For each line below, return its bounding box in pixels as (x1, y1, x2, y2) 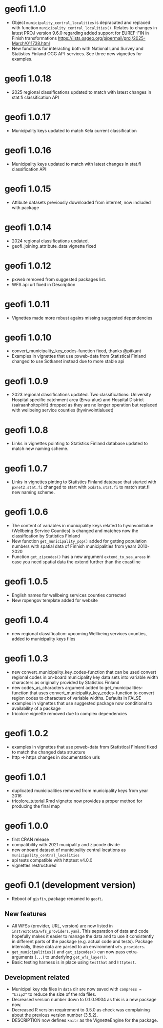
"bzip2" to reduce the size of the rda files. (11, 991, 96, 997)
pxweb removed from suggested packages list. (11, 276, 106, 282)
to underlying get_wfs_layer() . (45, 954, 108, 960)
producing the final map (11, 803, 60, 809)
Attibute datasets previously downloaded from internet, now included (11, 199, 151, 205)
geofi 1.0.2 (4, 728, 48, 739)
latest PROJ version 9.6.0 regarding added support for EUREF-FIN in (11, 30, 149, 36)
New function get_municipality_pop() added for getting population (11, 538, 147, 544)
